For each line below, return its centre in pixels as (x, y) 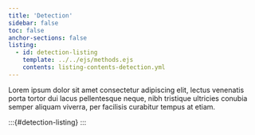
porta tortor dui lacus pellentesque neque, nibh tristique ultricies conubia (128, 98)
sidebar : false (33, 23)
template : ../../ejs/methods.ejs (78, 60)
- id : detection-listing (57, 52)
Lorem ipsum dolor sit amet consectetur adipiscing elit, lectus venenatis (126, 90)
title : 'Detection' (41, 15)
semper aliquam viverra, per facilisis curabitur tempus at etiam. (112, 106)
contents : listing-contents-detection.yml (94, 67)
